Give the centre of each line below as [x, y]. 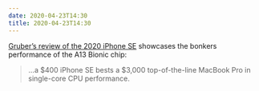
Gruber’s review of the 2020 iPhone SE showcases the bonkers [113, 45]
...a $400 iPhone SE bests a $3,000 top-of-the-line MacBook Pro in [139, 69]
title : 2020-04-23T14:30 [50, 23]
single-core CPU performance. [79, 78]
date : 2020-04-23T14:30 [48, 16]
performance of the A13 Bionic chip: [68, 54]
